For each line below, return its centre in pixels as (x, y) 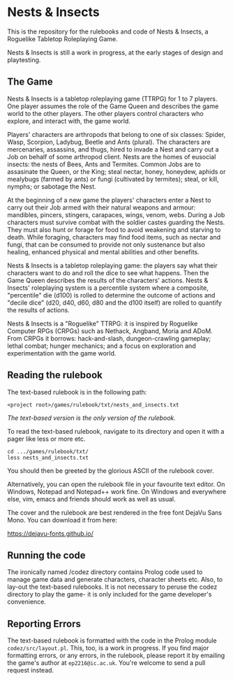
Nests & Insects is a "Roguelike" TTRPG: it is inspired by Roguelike (103, 323)
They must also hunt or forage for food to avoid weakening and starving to (114, 229)
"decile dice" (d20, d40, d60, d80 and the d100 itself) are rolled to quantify (114, 302)
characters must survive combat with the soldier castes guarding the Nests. (116, 222)
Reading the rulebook (55, 375)
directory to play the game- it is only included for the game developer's (110, 594)
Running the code (46, 555)
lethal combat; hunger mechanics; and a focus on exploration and (102, 346)
